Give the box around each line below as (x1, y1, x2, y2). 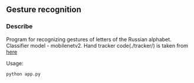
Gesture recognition (6, 5, 81, 15)
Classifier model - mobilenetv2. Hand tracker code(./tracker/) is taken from (6, 42, 189, 49)
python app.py (6, 71, 41, 77)
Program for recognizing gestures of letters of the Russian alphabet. (6, 35, 172, 43)
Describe (6, 22, 33, 31)
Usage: (6, 59, 24, 67)
